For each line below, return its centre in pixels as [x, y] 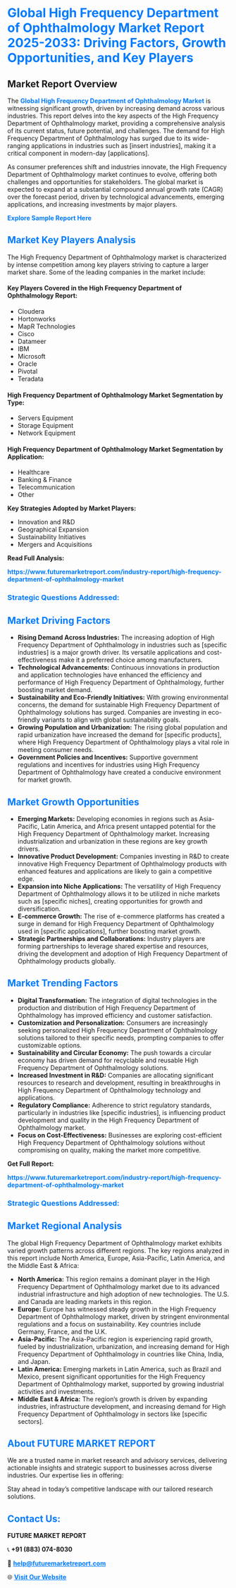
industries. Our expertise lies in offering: [66, 1475]
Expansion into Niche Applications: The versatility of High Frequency [119, 886]
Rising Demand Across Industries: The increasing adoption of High [116, 638]
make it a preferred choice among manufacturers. [131, 660]
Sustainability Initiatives [52, 537]
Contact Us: [34, 1519]
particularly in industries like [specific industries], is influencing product [122, 1112]
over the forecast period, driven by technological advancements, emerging [116, 197]
